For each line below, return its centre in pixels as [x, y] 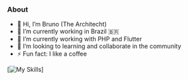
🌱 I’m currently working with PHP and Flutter [79, 39]
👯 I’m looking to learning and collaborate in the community [99, 46]
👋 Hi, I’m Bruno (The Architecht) [62, 24]
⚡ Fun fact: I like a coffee [52, 54]
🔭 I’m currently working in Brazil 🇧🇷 [68, 31]
